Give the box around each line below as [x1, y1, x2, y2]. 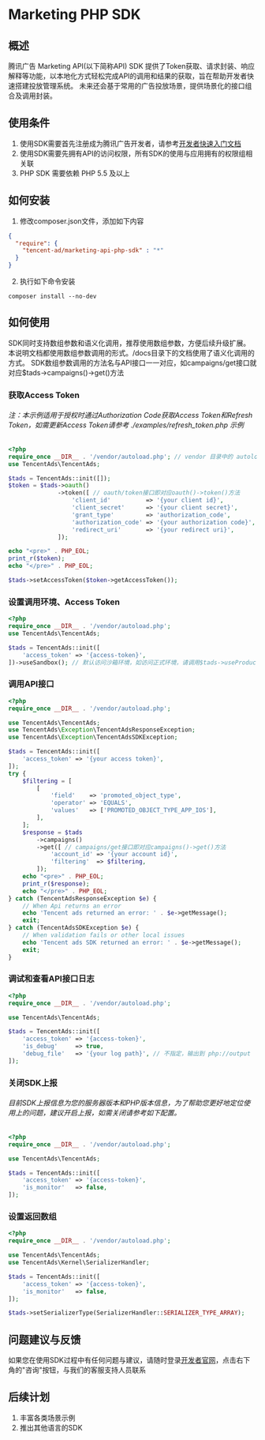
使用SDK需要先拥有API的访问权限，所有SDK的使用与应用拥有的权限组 [19, 149, 246, 158]
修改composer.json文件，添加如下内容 [19, 216, 144, 226]
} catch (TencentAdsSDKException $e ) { [8, 924, 140, 932]
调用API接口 [8, 679, 54, 690]
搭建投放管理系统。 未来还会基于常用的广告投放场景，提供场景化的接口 [14, 81, 245, 90]
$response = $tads [22, 828, 83, 837]
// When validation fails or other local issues [22, 931, 185, 939]
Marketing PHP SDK [8, 6, 141, 24]
